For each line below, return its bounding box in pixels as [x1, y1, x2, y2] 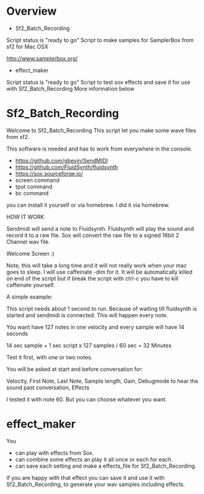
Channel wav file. [6, 238, 50, 245]
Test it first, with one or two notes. [6, 353, 93, 361]
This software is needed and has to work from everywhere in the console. [6, 145, 193, 152]
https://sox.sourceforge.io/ [15, 170, 83, 177]
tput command [15, 182, 53, 190]
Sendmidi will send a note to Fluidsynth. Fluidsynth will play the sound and [6, 225, 194, 232]
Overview [6, 4, 57, 18]
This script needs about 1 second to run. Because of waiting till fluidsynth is [6, 305, 197, 312]
